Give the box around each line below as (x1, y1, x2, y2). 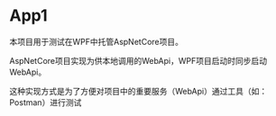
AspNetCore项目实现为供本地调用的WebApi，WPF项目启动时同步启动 (9, 55, 268, 66)
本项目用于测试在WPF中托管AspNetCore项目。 (9, 36, 183, 47)
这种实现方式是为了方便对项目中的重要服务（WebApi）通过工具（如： (9, 85, 268, 96)
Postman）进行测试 (9, 96, 82, 108)
